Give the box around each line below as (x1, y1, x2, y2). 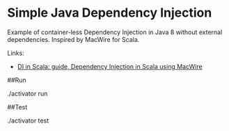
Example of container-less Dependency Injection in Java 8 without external (7, 28, 223, 36)
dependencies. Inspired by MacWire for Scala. (7, 35, 140, 43)
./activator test (7, 116, 49, 125)
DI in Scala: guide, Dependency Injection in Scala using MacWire (17, 62, 203, 70)
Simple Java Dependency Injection (7, 5, 212, 21)
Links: (7, 49, 24, 57)
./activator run (7, 89, 48, 98)
